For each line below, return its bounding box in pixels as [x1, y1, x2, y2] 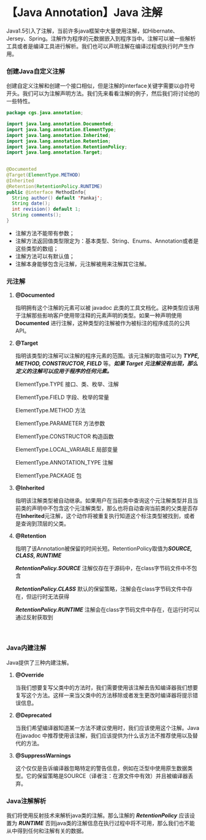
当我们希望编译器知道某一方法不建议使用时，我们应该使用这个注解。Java [15, 724, 200, 731]
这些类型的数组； [15, 245, 59, 252]
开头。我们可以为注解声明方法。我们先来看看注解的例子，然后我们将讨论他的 [6, 90, 200, 97]
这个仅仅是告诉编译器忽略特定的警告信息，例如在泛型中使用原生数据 [15, 764, 188, 772]
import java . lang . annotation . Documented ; [6, 121, 114, 127]
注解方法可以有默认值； [15, 253, 75, 260]
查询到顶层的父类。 [20, 520, 69, 527]
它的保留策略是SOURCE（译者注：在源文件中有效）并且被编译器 [26, 772, 188, 779]
